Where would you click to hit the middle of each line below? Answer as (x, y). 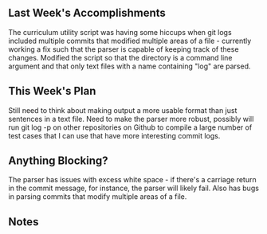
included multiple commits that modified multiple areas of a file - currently (130, 41)
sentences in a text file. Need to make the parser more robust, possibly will (131, 119)
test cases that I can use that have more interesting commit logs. (114, 135)
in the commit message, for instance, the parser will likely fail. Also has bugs (133, 188)
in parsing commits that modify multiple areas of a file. (98, 197)
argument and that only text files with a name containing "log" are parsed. (130, 66)
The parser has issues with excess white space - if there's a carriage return (132, 180)
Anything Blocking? (59, 161)
